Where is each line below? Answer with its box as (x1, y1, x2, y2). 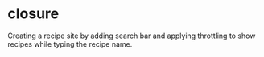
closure (7, 5, 60, 23)
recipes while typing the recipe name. (7, 39, 133, 48)
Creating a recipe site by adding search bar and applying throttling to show (7, 31, 256, 40)
